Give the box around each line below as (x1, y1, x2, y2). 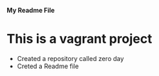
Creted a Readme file (16, 62, 79, 70)
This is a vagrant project (6, 31, 153, 47)
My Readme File (6, 6, 55, 14)
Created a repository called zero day (16, 54, 124, 63)
